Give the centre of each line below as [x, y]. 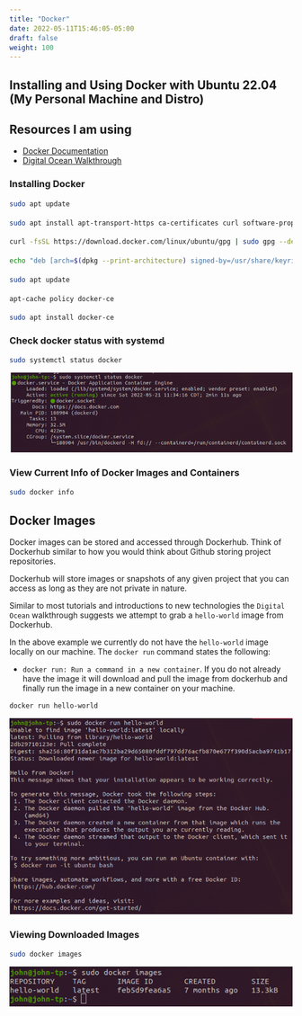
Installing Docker [47, 184]
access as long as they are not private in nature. [98, 588]
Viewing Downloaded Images [75, 934]
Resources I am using [71, 130]
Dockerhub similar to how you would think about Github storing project [140, 552]
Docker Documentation [65, 151]
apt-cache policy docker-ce [62, 299]
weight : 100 [31, 48]
